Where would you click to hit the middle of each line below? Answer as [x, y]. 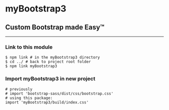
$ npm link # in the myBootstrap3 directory [53, 57]
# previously [19, 89]
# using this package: [29, 98]
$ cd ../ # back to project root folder [48, 62]
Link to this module [29, 47]
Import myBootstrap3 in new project [50, 79]
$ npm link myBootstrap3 [31, 66]
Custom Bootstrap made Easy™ [55, 27]
